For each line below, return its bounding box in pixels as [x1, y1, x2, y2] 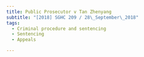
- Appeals [11, 37, 36, 43]
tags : [6, 20, 20, 26]
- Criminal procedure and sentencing [11, 25, 107, 32]
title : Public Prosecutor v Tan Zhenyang [6, 8, 112, 15]
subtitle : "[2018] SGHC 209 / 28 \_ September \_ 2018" [6, 14, 139, 20]
